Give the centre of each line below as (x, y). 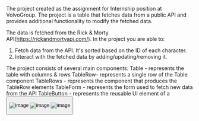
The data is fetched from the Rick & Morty (57, 33)
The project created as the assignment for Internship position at (84, 9)
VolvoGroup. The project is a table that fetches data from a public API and (97, 15)
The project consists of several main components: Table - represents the (95, 68)
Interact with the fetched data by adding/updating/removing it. (91, 57)
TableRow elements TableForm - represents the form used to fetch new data (99, 87)
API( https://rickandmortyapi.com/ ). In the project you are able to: (86, 39)
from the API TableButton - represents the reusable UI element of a (88, 93)
